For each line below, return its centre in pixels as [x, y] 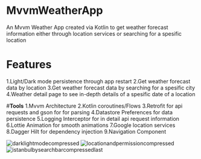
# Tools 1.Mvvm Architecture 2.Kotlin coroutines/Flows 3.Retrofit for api [94, 106]
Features [29, 65]
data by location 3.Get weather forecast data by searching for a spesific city [101, 88]
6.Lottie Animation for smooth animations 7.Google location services [91, 125]
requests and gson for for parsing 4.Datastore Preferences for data [90, 112]
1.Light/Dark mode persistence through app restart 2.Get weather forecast [98, 81]
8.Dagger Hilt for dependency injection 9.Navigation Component [86, 131]
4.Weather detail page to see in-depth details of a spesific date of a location [101, 94]
